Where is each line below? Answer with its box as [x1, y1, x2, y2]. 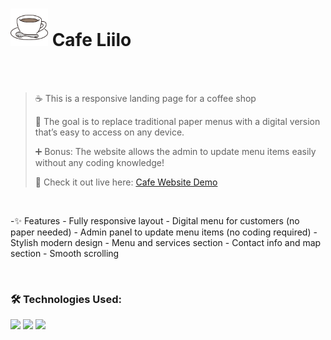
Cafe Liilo [51, 29, 132, 52]
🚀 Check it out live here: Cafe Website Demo [34, 176, 218, 188]
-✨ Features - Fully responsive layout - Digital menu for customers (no [10, 214, 300, 227]
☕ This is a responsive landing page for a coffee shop [34, 92, 257, 104]
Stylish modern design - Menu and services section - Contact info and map [10, 236, 322, 248]
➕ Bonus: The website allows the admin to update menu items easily [34, 145, 317, 157]
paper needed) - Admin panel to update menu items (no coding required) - [10, 226, 318, 238]
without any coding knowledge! [34, 156, 165, 168]
